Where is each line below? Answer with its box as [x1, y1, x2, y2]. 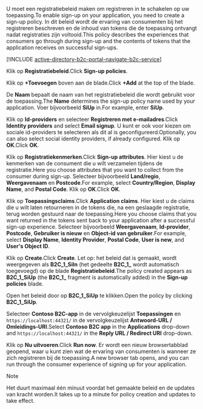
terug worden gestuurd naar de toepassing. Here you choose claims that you [6, 210, 197, 218]
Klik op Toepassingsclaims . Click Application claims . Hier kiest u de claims [6, 198, 195, 204]
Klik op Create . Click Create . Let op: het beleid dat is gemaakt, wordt [6, 255, 177, 261]
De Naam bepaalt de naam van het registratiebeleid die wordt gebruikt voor [6, 91, 195, 98]
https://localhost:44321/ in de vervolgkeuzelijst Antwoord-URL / [6, 317, 173, 324]
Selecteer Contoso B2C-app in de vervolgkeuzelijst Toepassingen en [6, 310, 181, 317]
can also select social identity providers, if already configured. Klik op [6, 135, 181, 142]
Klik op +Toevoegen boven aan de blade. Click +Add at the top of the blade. [6, 79, 195, 86]
